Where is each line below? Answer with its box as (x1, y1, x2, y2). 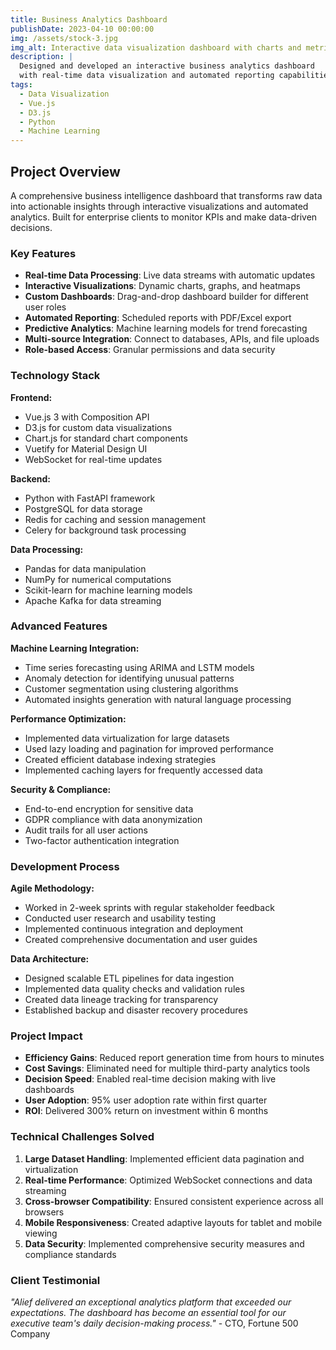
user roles (24, 301, 67, 313)
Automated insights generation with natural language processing (24, 693, 292, 705)
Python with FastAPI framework (24, 492, 156, 504)
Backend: (10, 472, 51, 485)
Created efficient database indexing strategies (24, 753, 217, 765)
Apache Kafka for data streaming (24, 594, 162, 606)
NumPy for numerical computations (24, 573, 172, 585)
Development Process (10, 859, 120, 873)
